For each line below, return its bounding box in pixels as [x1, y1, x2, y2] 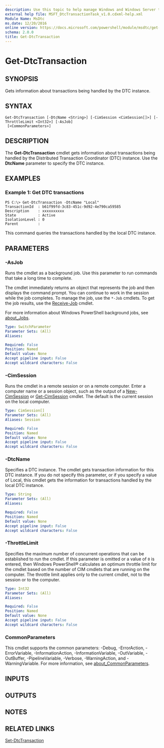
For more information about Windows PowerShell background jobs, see [5, 309, 148, 315]
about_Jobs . [5, 315, 30, 321]
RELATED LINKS [5, 725, 55, 733]
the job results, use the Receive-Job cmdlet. [5, 300, 94, 306]
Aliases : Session [5, 417, 41, 422]
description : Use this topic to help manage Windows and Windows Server [5, 7, 156, 12]
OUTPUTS [5, 691, 37, 700]
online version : [5, 25, 38, 30]
